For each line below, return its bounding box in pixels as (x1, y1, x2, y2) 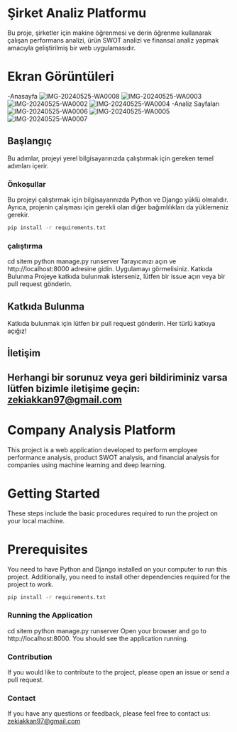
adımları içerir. (7, 161, 49, 170)
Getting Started (7, 485, 101, 501)
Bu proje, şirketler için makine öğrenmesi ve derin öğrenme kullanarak (7, 28, 212, 37)
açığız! (7, 327, 27, 335)
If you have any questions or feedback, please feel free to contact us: (7, 709, 211, 718)
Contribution (7, 652, 53, 662)
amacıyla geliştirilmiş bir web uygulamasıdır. (7, 43, 136, 52)
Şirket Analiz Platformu (7, 5, 147, 21)
